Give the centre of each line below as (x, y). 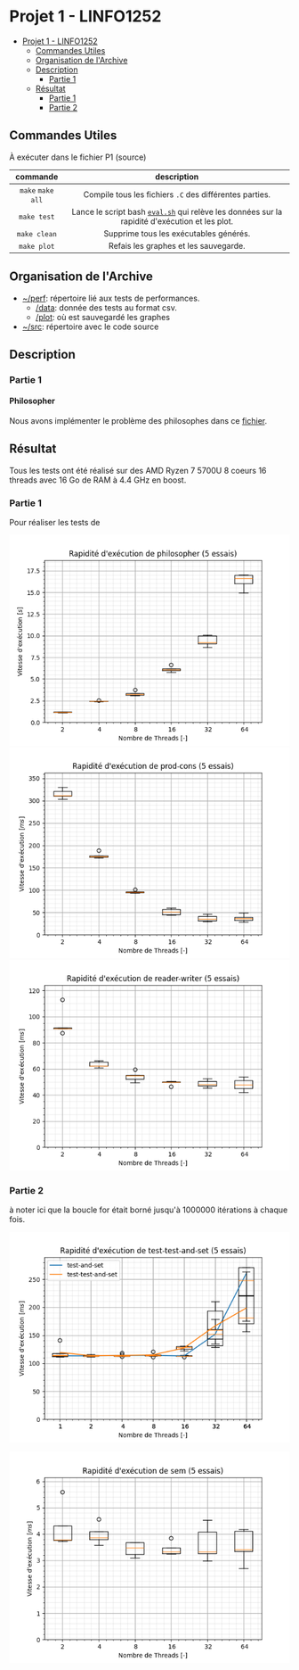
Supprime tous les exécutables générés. (177, 233)
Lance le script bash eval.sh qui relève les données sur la (177, 211)
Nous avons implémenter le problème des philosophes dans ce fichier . (138, 421)
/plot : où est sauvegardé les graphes (103, 317)
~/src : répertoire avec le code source (90, 327)
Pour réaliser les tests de (55, 523)
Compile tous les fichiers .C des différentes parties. (177, 194)
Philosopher (32, 401)
